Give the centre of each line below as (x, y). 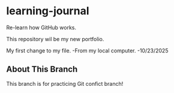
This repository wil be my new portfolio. (55, 39)
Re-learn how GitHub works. (41, 27)
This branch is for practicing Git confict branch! (65, 83)
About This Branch (42, 69)
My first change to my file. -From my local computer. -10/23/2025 (87, 50)
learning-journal (48, 11)
